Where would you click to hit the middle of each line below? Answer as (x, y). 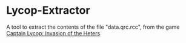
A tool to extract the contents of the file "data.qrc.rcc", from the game (93, 27)
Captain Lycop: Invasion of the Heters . (54, 33)
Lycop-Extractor (48, 10)
